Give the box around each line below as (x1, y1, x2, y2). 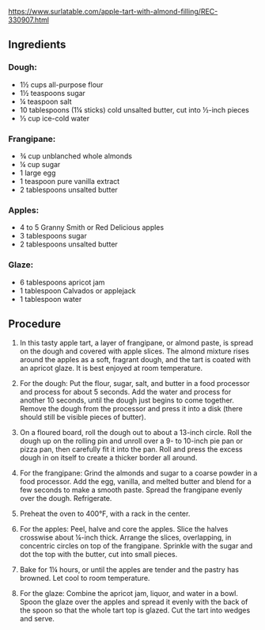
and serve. (19, 614, 55, 624)
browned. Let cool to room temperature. (19, 574, 150, 583)
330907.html (8, 15, 50, 25)
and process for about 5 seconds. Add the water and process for (19, 388, 232, 397)
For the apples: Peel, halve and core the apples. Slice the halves (19, 525, 229, 534)
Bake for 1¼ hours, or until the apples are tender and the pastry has (19, 565, 240, 575)
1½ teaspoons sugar (19, 88, 85, 97)
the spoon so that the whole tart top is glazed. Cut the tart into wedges (19, 605, 251, 615)
